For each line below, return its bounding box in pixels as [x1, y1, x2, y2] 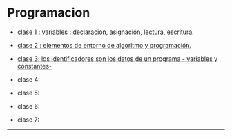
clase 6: [17, 102, 40, 110]
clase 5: [17, 89, 40, 97]
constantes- [17, 62, 52, 70]
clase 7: [17, 116, 40, 124]
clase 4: [17, 75, 40, 84]
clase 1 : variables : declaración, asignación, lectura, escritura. [17, 28, 195, 36]
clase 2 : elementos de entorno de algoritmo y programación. [17, 41, 192, 49]
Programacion [7, 5, 90, 21]
